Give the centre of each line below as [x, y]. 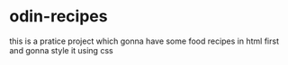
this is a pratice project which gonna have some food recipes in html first [144, 41]
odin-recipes [58, 16]
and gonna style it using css [62, 50]
